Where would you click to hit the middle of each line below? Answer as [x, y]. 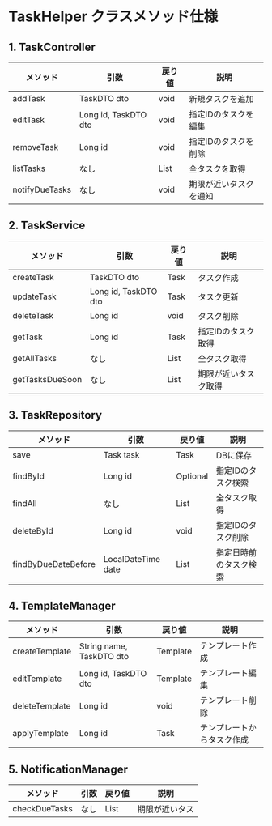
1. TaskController [52, 47]
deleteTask [33, 315]
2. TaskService [47, 226]
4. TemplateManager [62, 606]
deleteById [33, 530]
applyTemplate [40, 734]
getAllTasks [34, 358]
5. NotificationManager [68, 769]
